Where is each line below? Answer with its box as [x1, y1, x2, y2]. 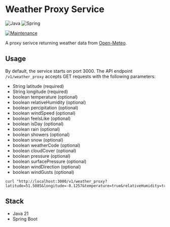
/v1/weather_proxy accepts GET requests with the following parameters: [5, 73, 156, 79]
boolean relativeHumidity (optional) [12, 99, 86, 105]
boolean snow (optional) [12, 137, 64, 143]
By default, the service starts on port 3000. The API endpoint [5, 68, 133, 74]
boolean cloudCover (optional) [12, 148, 76, 154]
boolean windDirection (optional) [12, 163, 81, 170]
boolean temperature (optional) [12, 94, 78, 100]
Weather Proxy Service [5, 4, 105, 15]
